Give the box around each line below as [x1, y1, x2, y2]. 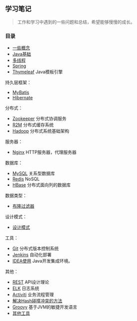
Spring [12, 63, 26, 69]
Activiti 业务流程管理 [12, 292, 54, 298]
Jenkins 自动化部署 [12, 252, 52, 258]
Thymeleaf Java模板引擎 [12, 69, 63, 75]
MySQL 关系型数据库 [12, 170, 55, 176]
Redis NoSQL [12, 176, 40, 182]
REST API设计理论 [12, 279, 50, 285]
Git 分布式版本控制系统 [12, 246, 59, 252]
